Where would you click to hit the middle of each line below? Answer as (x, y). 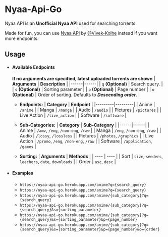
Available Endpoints (33, 67)
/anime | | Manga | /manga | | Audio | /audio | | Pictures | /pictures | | (91, 110)
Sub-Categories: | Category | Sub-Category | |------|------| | (85, 125)
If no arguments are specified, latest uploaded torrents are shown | (83, 78)
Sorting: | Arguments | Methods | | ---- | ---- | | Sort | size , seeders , (91, 156)
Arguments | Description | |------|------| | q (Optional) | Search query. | (87, 84)
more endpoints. (22, 38)
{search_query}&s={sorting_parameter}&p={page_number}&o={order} (90, 229)
